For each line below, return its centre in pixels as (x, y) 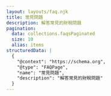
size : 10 (22, 39)
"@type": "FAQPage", (43, 67)
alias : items (28, 45)
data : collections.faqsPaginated (53, 34)
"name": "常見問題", (41, 73)
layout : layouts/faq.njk (37, 12)
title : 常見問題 (25, 17)
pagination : (21, 28)
